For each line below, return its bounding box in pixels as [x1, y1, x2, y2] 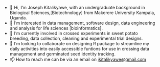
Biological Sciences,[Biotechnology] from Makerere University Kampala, [9, 10, 156, 16]
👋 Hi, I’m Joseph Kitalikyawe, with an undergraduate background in [9, 5, 145, 10]
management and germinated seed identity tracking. [9, 51, 116, 57]
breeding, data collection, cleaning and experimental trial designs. [9, 35, 143, 41]
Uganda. [9, 15, 27, 20]
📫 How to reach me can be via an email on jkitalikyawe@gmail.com [9, 56, 147, 62]
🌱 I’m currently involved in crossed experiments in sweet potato [9, 31, 138, 36]
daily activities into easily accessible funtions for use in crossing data [9, 46, 150, 51]
